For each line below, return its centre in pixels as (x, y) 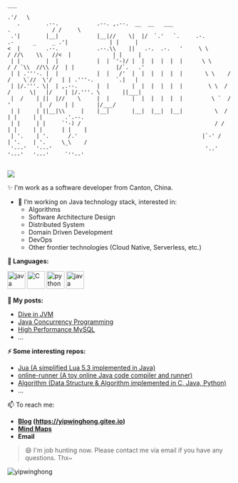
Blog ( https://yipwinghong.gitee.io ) (72, 421)
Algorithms (44, 209)
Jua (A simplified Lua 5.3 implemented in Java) (86, 368)
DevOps (40, 240)
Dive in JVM (35, 314)
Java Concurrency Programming (66, 322)
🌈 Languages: (28, 261)
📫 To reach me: (31, 405)
